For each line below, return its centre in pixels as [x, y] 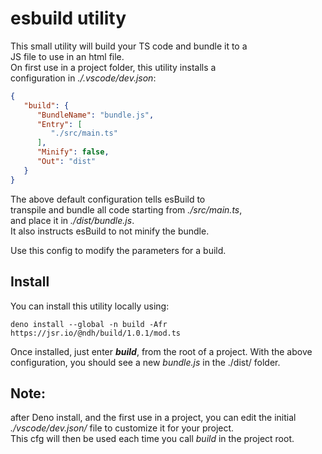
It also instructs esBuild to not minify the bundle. [110, 231]
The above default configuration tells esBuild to [108, 199]
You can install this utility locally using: [90, 306]
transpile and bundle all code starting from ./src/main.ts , [126, 209]
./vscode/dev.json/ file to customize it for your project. [122, 428]
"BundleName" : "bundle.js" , [95, 115]
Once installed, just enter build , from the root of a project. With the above [161, 351]
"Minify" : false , [73, 152]
